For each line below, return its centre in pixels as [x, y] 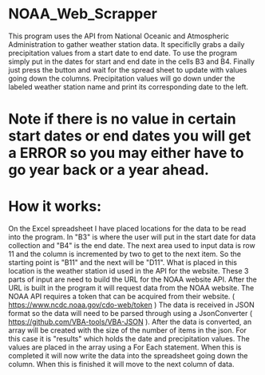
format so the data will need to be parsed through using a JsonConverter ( [131, 314]
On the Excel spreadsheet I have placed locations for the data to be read [127, 229]
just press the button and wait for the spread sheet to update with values [128, 69]
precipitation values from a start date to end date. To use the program [123, 53]
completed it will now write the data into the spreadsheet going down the [129, 356]
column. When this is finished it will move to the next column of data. [121, 365]
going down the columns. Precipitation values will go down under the [122, 78]
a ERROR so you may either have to [126, 153]
